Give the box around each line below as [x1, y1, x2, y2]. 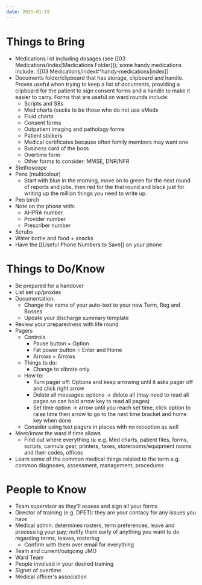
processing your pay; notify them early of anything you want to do [14, 528, 180, 535]
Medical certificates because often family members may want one [24, 138, 189, 145]
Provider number [24, 215, 66, 222]
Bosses [24, 307, 43, 315]
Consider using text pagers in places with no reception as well [24, 423, 179, 430]
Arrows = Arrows [33, 353, 75, 360]
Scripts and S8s [24, 100, 64, 107]
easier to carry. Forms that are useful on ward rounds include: [14, 93, 169, 100]
